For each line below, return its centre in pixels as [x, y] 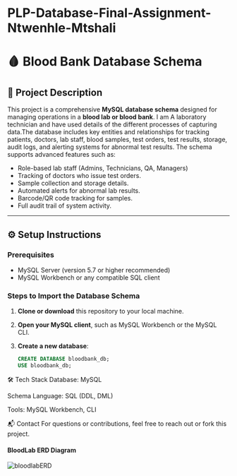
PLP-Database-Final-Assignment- [109, 13]
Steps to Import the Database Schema [74, 296]
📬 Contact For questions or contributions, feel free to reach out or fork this [117, 423]
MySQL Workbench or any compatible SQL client [89, 278]
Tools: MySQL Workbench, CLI [52, 409]
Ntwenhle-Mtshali [62, 28]
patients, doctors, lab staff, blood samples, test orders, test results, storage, [117, 140]
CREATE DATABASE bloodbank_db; [63, 359]
